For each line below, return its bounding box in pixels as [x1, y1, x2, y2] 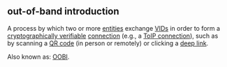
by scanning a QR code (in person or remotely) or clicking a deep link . [7, 38, 209, 47]
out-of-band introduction [7, 6, 120, 17]
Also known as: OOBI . [7, 52, 70, 61]
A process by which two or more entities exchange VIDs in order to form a [7, 24, 221, 32]
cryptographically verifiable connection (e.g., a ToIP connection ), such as [7, 31, 219, 40]
